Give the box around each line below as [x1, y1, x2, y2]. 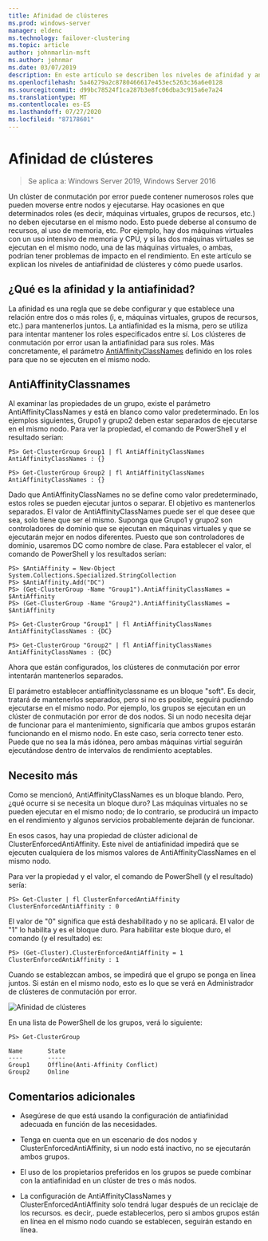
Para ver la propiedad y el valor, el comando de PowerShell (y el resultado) [8, 872, 254, 881]
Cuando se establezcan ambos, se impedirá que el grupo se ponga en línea [8, 970, 257, 979]
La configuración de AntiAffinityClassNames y [19, 1192, 171, 1201]
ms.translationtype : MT [8, 93, 88, 101]
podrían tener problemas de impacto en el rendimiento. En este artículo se [8, 250, 252, 260]
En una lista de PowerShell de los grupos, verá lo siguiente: [8, 1018, 203, 1027]
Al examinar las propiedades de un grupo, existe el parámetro [8, 399, 211, 408]
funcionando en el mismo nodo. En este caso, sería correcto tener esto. [8, 729, 244, 739]
